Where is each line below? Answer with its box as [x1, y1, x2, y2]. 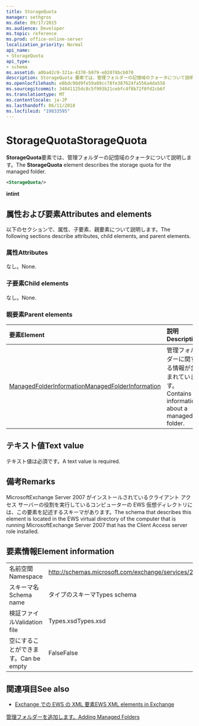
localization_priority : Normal [6, 42, 84, 48]
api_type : [6, 58, 31, 64]
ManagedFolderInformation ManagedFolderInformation [9, 382, 161, 390]
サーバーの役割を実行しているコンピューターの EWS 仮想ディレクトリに [17, 501, 193, 508]
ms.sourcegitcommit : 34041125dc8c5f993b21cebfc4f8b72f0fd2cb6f [6, 86, 166, 92]
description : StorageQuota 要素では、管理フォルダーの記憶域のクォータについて [6, 75, 185, 81]
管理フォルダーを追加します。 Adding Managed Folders [6, 714, 140, 721]
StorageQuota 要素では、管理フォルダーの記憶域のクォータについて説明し [6, 154, 187, 161]
